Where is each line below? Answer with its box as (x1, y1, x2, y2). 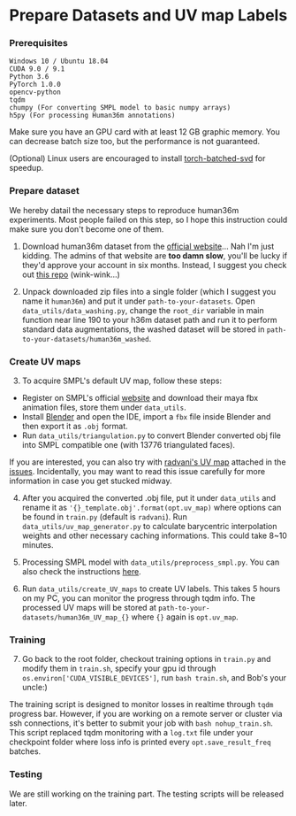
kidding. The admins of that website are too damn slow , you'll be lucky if (21, 250, 288, 261)
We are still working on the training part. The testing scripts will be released (9, 789, 285, 799)
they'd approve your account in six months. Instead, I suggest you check (21, 259, 287, 270)
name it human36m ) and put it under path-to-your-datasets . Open (21, 296, 255, 306)
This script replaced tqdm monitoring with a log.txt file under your (9, 727, 254, 738)
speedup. (9, 163, 44, 173)
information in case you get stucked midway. (9, 475, 172, 487)
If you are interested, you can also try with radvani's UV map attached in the (9, 457, 286, 467)
